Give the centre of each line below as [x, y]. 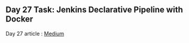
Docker [19, 19]
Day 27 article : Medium [35, 33]
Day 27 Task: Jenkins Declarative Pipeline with [94, 10]
